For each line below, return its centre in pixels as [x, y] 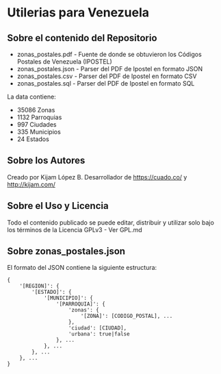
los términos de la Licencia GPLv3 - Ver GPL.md [75, 229]
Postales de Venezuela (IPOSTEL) [65, 62]
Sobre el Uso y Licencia [58, 206]
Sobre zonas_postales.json [66, 251]
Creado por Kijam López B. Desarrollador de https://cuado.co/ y [97, 177]
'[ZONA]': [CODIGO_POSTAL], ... [127, 316]
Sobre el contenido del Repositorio [82, 38]
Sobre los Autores [46, 161]
